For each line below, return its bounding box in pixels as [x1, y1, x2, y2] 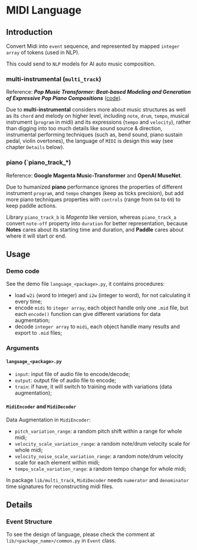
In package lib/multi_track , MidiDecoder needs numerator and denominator [6, 476, 189, 483]
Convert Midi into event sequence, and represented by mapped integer [6, 42, 180, 50]
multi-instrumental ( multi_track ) [6, 75, 101, 83]
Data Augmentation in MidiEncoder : [6, 416, 91, 423]
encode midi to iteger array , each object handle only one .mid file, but [14, 304, 189, 311]
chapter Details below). [6, 144, 65, 151]
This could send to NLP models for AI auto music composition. [6, 60, 156, 67]
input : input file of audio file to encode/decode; [14, 371, 131, 378]
